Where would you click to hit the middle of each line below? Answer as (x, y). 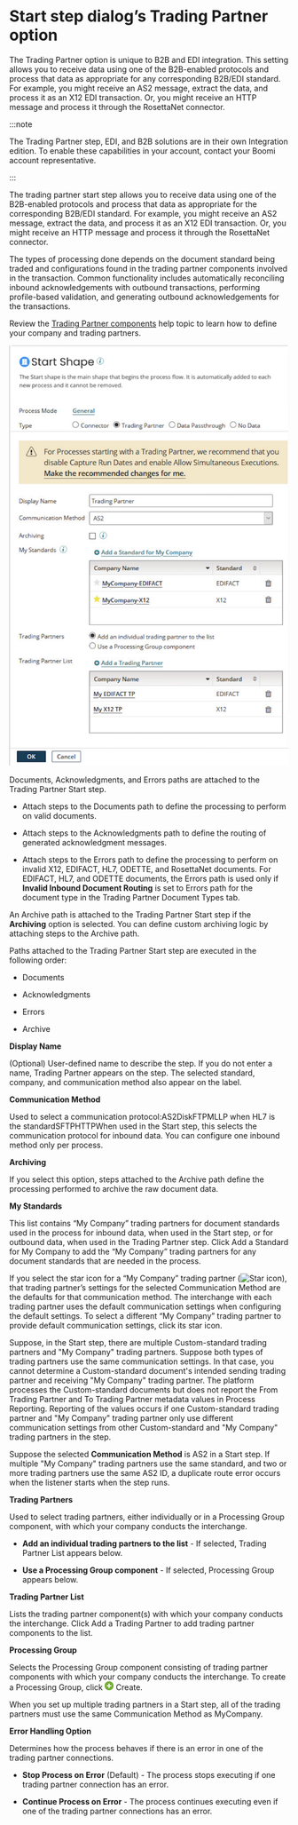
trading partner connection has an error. (95, 1784)
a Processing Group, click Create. (76, 1687)
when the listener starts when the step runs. (90, 1482)
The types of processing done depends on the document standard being (142, 258)
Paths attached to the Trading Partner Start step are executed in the (133, 950)
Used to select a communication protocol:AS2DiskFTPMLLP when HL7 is (142, 1116)
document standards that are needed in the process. (105, 1261)
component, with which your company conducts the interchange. (129, 1526)
